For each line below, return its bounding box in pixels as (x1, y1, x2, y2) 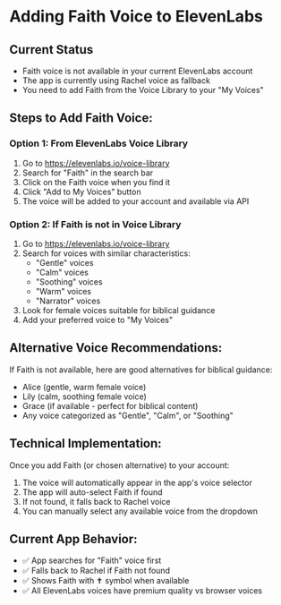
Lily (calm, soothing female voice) (21, 391, 148, 402)
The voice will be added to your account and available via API (21, 195, 250, 207)
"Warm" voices (35, 285, 92, 296)
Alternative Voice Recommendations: (9, 340, 223, 355)
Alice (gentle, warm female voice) (21, 381, 147, 392)
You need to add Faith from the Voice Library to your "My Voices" (21, 85, 264, 95)
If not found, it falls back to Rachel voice (21, 496, 172, 507)
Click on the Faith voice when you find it (21, 176, 171, 187)
